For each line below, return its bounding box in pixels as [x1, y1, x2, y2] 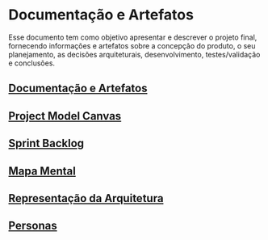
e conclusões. [8, 58, 55, 68]
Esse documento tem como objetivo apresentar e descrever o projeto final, [8, 32, 258, 42]
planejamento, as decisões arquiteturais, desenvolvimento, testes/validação [8, 49, 261, 59]
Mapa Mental [8, 164, 77, 178]
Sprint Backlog [8, 137, 85, 150]
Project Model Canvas [8, 109, 122, 123]
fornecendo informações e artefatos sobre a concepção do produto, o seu [8, 40, 256, 50]
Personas [8, 219, 58, 233]
